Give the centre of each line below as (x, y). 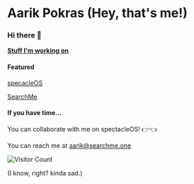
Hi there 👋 (25, 36)
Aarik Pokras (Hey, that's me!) (97, 13)
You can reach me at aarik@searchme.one (69, 145)
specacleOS (25, 82)
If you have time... (35, 113)
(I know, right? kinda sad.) (45, 173)
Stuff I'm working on (38, 50)
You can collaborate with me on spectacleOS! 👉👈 (82, 129)
